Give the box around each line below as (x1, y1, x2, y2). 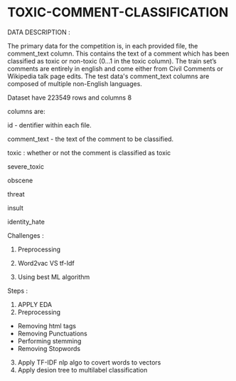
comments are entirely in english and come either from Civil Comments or (7, 64, 224, 73)
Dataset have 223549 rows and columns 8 (7, 93, 132, 102)
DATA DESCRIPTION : (7, 28, 70, 36)
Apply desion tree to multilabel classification (17, 365, 148, 374)
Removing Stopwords (17, 344, 80, 353)
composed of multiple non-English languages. (7, 79, 142, 88)
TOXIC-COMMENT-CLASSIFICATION (7, 4, 229, 21)
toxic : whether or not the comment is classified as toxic (7, 148, 171, 157)
